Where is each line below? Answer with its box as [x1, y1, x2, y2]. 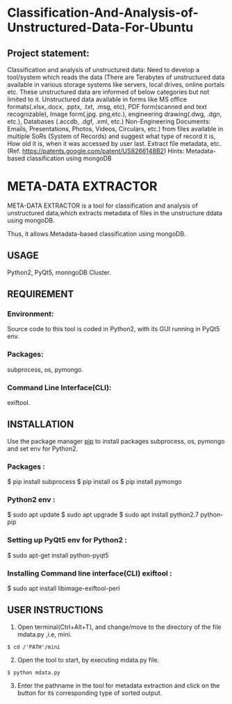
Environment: [7, 309, 54, 319]
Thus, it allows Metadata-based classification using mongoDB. [7, 229, 186, 237]
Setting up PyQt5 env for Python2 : [7, 535, 127, 545]
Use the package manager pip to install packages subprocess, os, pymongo [7, 437, 225, 445]
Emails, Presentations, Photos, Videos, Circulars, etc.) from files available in [7, 125, 224, 133]
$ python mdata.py [7, 669, 60, 676]
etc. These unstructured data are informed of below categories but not [7, 88, 210, 96]
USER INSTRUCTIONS [7, 604, 103, 616]
